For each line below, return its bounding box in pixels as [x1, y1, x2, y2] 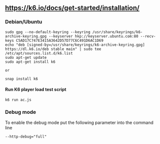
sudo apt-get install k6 [5, 59, 56, 64]
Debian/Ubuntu [5, 18, 42, 25]
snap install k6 [5, 76, 38, 81]
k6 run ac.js [5, 97, 32, 102]
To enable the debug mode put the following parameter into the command [5, 120, 154, 126]
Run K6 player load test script [5, 87, 67, 92]
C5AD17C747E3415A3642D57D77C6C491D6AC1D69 [16, 38, 104, 43]
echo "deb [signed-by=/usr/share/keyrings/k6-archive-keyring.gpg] [5, 42, 145, 47]
